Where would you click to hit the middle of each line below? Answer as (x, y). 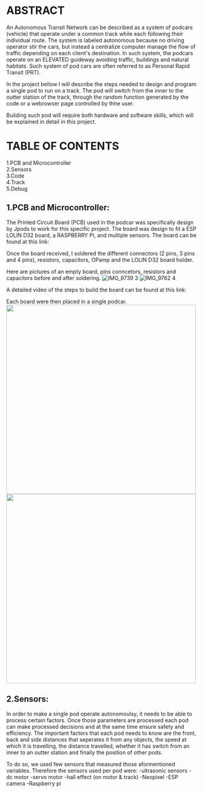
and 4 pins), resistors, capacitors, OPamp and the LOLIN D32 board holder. (100, 260)
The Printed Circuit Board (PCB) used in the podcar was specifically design (100, 222)
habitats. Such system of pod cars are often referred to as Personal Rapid (98, 66)
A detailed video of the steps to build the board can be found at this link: (96, 290)
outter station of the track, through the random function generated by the (98, 97)
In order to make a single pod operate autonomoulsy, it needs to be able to (99, 714)
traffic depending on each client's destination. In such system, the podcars (100, 53)
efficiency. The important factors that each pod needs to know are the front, (101, 733)
